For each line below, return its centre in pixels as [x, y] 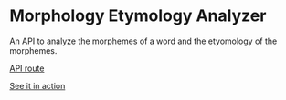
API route [27, 68]
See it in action [37, 85]
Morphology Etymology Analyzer [138, 16]
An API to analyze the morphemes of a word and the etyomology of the [143, 41]
